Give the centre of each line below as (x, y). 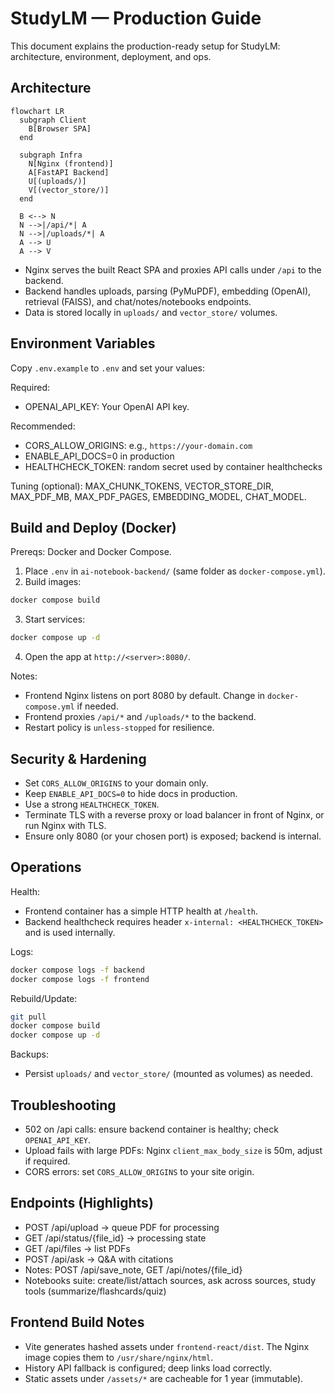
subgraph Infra (51, 155)
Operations (46, 867)
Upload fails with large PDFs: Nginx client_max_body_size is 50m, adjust (173, 1150)
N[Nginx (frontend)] (71, 163)
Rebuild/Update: (44, 998)
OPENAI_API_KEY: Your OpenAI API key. (107, 406)
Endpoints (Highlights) (82, 1203)
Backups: (29, 1054)
